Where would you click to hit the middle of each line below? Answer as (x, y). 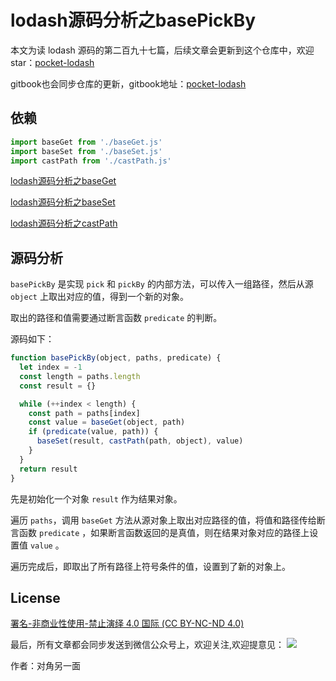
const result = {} (58, 386)
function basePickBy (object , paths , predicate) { (116, 358)
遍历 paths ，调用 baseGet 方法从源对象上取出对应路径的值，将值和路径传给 (163, 520)
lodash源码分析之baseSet (63, 202)
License (35, 597)
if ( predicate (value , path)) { (93, 432)
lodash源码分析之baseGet (63, 181)
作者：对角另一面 (45, 666)
